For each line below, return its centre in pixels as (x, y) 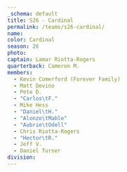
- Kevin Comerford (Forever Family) (67, 79)
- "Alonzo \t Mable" (41, 118)
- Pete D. (28, 92)
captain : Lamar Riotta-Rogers (52, 60)
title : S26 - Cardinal (40, 20)
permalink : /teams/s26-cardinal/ (56, 27)
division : (22, 158)
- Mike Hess (31, 105)
